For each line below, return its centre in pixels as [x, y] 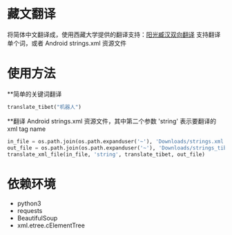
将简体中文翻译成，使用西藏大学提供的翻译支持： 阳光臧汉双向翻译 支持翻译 [114, 34]
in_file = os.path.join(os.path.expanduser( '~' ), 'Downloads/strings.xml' [117, 141]
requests [30, 211]
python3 [29, 203]
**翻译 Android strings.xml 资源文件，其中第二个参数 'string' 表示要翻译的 [112, 121]
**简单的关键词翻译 [35, 94]
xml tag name [27, 129]
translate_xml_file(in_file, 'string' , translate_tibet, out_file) [106, 154]
